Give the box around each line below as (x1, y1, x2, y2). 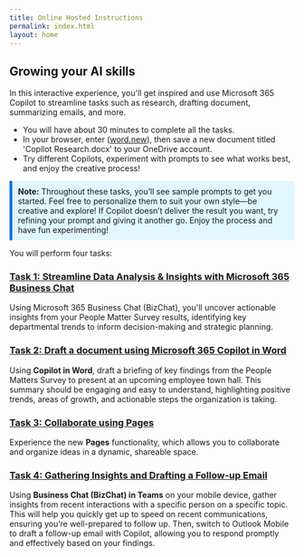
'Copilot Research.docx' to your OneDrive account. (22, 144, 213, 155)
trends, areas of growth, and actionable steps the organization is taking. (9, 393, 278, 404)
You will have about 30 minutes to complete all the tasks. (22, 124, 235, 136)
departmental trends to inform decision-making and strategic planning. (9, 322, 274, 332)
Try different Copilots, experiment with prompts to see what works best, (22, 153, 291, 164)
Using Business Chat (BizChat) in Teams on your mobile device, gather (9, 490, 278, 501)
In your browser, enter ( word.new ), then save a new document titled (22, 134, 276, 145)
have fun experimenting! (17, 225, 109, 235)
